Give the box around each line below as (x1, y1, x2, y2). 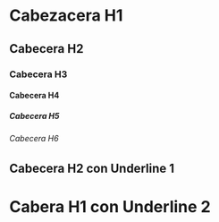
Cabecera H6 (9, 133, 60, 144)
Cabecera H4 (9, 90, 60, 101)
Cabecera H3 (9, 68, 68, 81)
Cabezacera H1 (9, 5, 123, 26)
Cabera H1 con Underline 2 (9, 196, 212, 217)
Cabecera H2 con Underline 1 (9, 160, 175, 175)
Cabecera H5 (9, 110, 60, 121)
